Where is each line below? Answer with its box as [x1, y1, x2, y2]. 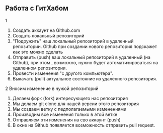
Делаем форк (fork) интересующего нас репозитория [12, 95, 128, 101]
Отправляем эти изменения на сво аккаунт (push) [12, 116, 121, 123]
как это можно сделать [12, 49, 63, 55]
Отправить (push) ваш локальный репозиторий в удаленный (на [12, 54, 151, 60]
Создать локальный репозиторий [12, 32, 85, 38]
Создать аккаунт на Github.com [12, 27, 80, 33]
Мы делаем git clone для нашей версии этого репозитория [12, 101, 139, 107]
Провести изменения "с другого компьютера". [12, 70, 114, 76]
